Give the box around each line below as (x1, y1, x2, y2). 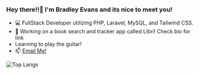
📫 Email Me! (14, 47, 47, 54)
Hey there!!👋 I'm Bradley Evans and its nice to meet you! (6, 5, 173, 14)
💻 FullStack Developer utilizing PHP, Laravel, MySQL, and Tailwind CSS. (14, 19, 194, 26)
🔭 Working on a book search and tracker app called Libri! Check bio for (14, 28, 191, 35)
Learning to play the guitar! (14, 41, 82, 48)
